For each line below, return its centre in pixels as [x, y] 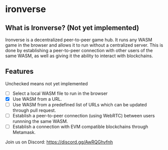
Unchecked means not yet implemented [47, 83]
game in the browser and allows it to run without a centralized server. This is [84, 45]
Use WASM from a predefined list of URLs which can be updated [80, 104]
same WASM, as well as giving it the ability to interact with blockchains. [79, 56]
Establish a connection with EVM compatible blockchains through [80, 127]
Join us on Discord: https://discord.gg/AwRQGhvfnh [59, 142]
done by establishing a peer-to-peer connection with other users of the [79, 50]
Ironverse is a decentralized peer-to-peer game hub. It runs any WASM [79, 40]
